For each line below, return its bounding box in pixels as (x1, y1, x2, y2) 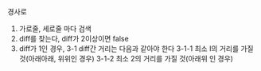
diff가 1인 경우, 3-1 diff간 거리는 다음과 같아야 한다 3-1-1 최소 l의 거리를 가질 (18, 44, 254, 53)
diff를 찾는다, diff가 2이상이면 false (18, 34, 129, 43)
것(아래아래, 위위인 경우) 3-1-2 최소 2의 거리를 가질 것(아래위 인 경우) (18, 54, 234, 63)
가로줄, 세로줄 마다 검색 (18, 24, 92, 34)
